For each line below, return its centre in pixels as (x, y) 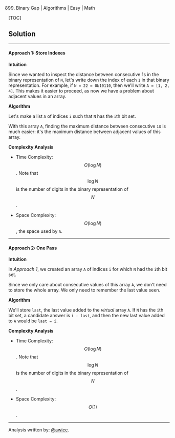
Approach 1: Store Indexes (37, 53)
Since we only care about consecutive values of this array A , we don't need (87, 285)
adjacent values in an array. (37, 96)
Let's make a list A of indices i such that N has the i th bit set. (72, 116)
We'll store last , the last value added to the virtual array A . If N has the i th (86, 310)
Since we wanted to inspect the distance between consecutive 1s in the (84, 75)
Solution (22, 34)
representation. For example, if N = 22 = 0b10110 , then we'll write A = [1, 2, (89, 85)
